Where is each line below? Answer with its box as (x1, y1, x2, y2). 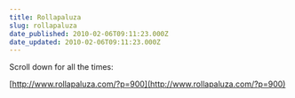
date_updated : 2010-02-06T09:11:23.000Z (9, 37, 162, 47)
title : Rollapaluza (9, 12, 82, 22)
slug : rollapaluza (9, 21, 77, 30)
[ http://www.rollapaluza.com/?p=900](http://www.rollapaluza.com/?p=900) (9, 79, 286, 89)
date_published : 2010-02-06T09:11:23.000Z (9, 29, 169, 38)
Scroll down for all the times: (9, 62, 114, 72)
